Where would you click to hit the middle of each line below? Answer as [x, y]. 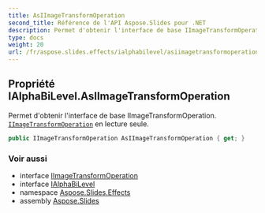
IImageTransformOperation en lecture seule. [79, 124]
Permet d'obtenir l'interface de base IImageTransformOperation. [112, 115]
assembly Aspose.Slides [60, 200]
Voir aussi [28, 159]
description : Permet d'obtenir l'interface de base [95, 30]
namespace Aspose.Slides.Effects [75, 192]
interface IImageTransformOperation [78, 175]
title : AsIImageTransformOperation [67, 15]
